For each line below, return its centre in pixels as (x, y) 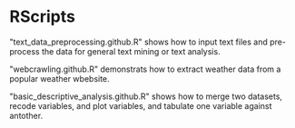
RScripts (42, 17)
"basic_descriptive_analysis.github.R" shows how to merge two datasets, (146, 96)
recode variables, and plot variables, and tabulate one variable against (141, 105)
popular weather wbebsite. (60, 78)
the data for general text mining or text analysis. (131, 51)
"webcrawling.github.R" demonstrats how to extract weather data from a (145, 69)
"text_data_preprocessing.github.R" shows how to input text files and (138, 42)
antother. (26, 115)
